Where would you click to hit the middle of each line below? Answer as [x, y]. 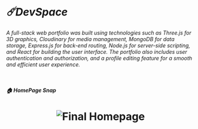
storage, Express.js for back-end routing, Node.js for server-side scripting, [98, 45]
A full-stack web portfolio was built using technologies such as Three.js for [99, 33]
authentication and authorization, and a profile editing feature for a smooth [99, 58]
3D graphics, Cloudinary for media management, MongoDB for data [90, 39]
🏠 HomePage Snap [31, 90]
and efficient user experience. [43, 64]
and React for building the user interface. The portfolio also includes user [97, 51]
